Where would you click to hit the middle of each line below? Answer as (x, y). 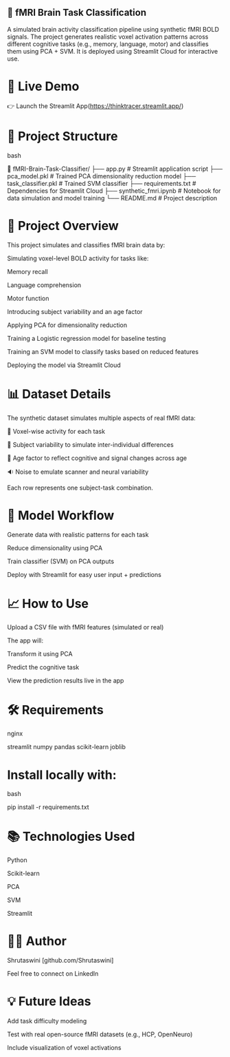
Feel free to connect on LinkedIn (53, 974)
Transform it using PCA (40, 654)
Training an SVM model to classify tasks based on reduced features (103, 351)
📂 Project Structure (62, 136)
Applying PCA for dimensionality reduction (67, 325)
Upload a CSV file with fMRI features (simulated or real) (85, 627)
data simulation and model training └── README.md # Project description (112, 198)
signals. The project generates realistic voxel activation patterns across (108, 36)
